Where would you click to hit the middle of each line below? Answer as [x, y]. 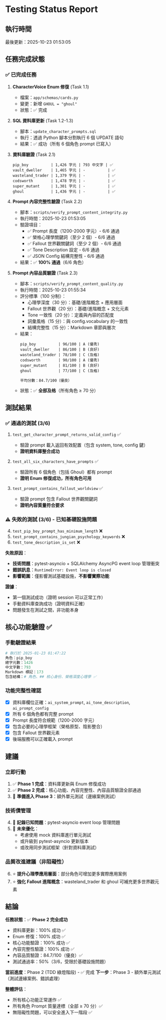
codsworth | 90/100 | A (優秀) [60, 360]
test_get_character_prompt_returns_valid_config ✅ [67, 434]
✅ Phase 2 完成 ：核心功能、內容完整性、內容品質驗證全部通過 [77, 790]
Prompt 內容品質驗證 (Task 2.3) [45, 273]
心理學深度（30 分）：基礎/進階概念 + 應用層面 [75, 302]
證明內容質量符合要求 [42, 505]
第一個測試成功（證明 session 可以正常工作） [59, 597]
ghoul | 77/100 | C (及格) [60, 371]
